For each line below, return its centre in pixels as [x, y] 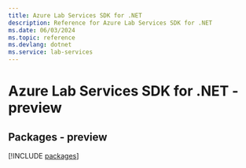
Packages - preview [58, 137]
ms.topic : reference [42, 37]
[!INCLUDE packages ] [44, 156]
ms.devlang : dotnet [40, 45]
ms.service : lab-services [50, 52]
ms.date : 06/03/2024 [42, 30]
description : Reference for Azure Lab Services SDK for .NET [110, 23]
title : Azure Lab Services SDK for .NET [75, 15]
